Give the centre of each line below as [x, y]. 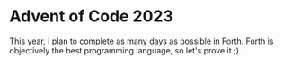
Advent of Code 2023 [91, 16]
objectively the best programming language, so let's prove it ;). [125, 50]
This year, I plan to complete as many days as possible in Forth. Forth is [141, 41]
